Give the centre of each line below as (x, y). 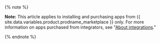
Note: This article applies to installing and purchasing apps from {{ (73, 17)
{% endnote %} (21, 37)
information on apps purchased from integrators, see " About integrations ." (80, 27)
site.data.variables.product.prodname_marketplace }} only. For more (74, 22)
